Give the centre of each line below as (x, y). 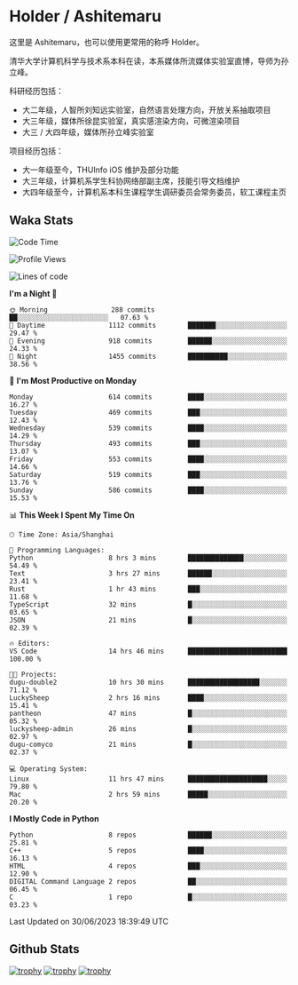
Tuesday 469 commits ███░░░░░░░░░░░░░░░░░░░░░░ (149, 412)
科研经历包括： (36, 91)
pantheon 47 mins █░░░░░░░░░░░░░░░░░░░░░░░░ (149, 713)
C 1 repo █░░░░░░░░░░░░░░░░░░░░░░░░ (149, 897)
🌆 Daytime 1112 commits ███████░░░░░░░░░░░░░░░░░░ (149, 325)
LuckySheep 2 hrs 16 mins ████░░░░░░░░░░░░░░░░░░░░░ (149, 698)
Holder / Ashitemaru (86, 16)
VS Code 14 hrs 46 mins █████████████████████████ (149, 651)
